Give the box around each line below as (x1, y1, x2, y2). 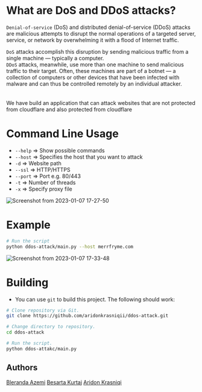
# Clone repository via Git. (6, 307, 80, 314)
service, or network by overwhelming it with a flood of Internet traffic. (6, 36, 179, 43)
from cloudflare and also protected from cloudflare (6, 106, 133, 113)
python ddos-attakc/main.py (6, 346, 77, 352)
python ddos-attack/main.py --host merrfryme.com (6, 244, 134, 250)
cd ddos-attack (6, 329, 45, 335)
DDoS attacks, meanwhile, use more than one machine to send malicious (6, 61, 184, 68)
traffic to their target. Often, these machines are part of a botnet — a (6, 67, 176, 74)
